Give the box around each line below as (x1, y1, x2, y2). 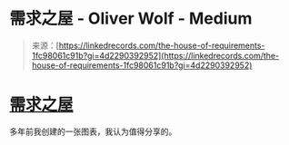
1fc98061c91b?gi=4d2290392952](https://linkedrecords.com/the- (31, 50, 280, 61)
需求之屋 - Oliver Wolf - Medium (9, 8, 253, 29)
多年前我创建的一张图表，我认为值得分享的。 (9, 126, 177, 137)
